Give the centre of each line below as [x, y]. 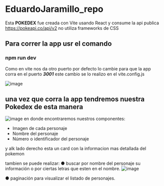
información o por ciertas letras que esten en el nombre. [63, 169]
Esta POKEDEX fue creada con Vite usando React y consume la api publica [82, 23]
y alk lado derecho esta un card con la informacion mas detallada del [76, 149]
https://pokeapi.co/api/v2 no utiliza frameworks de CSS [62, 28]
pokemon [15, 154]
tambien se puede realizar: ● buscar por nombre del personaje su [73, 163]
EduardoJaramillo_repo [54, 9]
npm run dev [21, 58]
